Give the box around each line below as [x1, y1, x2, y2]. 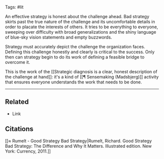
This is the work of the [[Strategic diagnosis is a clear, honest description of [5, 69, 158, 75]
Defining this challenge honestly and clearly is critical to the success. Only [5, 49, 155, 55]
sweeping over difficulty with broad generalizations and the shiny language [5, 29, 156, 35]
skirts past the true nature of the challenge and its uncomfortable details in [5, 19, 155, 24]
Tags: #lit [5, 4, 24, 10]
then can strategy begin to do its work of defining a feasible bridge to [5, 54, 145, 60]
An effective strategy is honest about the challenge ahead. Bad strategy [5, 14, 150, 19]
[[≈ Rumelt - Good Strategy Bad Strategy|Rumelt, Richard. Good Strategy [5, 138, 152, 143]
